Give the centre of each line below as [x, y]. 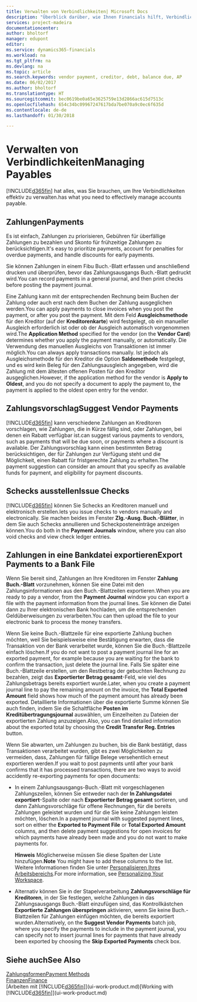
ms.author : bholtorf [31, 88]
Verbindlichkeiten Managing [75, 162]
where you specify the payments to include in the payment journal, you [100, 929]
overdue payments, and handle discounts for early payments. [80, 255]
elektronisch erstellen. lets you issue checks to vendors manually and [89, 512]
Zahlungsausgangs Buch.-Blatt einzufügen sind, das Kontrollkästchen [99, 904]
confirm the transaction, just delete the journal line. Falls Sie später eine [93, 664]
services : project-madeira [39, 22]
